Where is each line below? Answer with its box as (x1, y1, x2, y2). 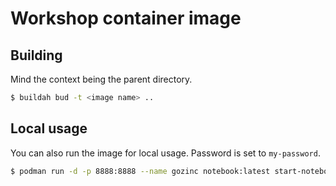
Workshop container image (10, 7, 242, 30)
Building (10, 47, 63, 64)
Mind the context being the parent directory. (10, 73, 193, 85)
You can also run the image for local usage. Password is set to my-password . (10, 147, 321, 159)
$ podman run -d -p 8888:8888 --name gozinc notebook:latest (10, 166, 271, 176)
